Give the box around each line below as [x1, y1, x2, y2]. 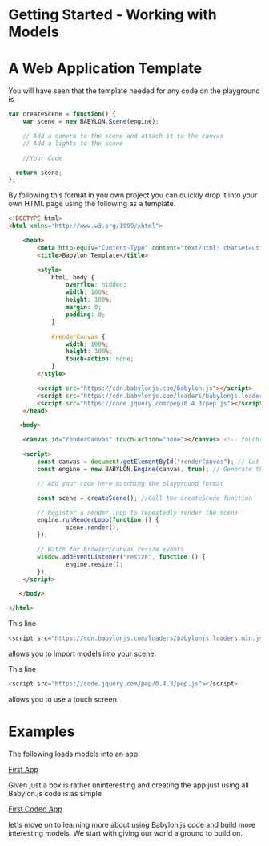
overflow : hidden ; [65, 281, 127, 289]
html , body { [50, 273, 94, 282]
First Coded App [8, 804, 62, 814]
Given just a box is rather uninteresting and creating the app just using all [8, 780, 250, 790]
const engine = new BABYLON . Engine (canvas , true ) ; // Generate [37, 465, 252, 473]
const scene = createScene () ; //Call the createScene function [37, 494, 252, 502]
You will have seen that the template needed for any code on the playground [8, 86, 260, 96]
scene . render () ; [65, 523, 120, 531]
